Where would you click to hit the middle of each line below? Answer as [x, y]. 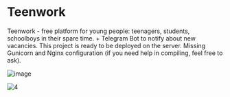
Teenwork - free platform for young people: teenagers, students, [99, 31]
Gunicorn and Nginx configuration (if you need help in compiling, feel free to [115, 53]
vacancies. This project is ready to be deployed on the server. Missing [106, 45]
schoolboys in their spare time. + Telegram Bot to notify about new [101, 38]
